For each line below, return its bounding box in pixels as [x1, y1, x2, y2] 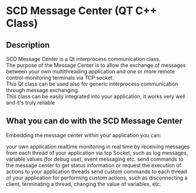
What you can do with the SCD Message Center [6, 116, 183, 126]
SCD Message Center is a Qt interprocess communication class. [6, 56, 161, 62]
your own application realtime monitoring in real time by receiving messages [6, 143, 190, 150]
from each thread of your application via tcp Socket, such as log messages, [6, 149, 188, 156]
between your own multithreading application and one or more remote [6, 68, 176, 75]
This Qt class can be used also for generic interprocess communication [6, 80, 178, 87]
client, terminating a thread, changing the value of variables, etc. [6, 180, 162, 187]
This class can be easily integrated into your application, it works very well [6, 93, 185, 100]
